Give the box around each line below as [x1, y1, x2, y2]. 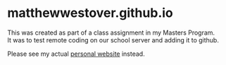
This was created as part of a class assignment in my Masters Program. [7, 28, 215, 37]
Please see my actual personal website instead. [7, 49, 146, 58]
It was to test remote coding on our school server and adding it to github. [7, 35, 220, 44]
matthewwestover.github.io [7, 5, 174, 21]
